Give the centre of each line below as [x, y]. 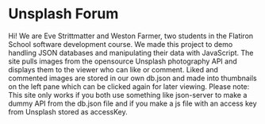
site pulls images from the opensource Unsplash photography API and [123, 61]
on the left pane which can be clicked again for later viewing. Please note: [129, 86]
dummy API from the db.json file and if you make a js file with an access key [132, 103]
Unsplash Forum [63, 14]
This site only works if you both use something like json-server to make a [128, 95]
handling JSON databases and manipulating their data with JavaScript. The [131, 52]
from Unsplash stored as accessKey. [68, 111]
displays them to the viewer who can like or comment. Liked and [113, 69]
